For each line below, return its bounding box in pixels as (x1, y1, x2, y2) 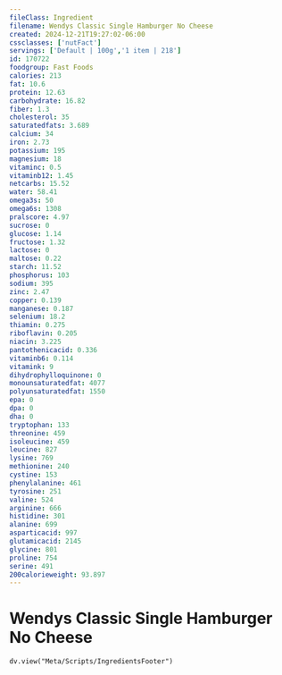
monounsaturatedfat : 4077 (9, 379, 105, 388)
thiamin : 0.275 (9, 321, 66, 330)
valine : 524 (9, 495, 54, 504)
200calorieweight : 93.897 (9, 570, 105, 579)
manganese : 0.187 (9, 304, 74, 313)
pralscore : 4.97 (9, 212, 70, 222)
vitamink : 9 (9, 362, 54, 371)
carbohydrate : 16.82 (9, 96, 87, 105)
